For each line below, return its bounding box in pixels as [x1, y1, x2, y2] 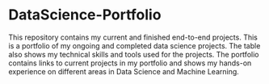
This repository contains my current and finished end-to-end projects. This [8, 32, 258, 42]
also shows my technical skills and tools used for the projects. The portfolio [8, 49, 259, 59]
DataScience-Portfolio [8, 6, 162, 24]
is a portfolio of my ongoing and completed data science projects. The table [8, 40, 261, 50]
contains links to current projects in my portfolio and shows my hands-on [8, 58, 252, 68]
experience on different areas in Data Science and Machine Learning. [8, 66, 240, 76]
